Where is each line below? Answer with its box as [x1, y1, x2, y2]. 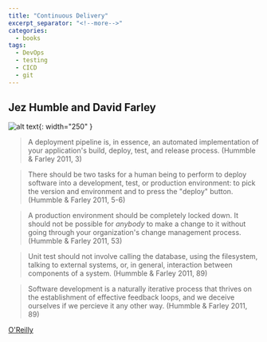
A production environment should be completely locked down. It [27, 211, 239, 221]
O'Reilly [8, 325, 33, 335]
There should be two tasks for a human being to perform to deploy [27, 169, 247, 180]
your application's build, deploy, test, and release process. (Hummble [27, 145, 257, 156]
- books [15, 34, 41, 42]
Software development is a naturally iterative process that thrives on [27, 284, 253, 294]
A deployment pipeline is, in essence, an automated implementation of [27, 137, 259, 147]
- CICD [15, 64, 37, 72]
